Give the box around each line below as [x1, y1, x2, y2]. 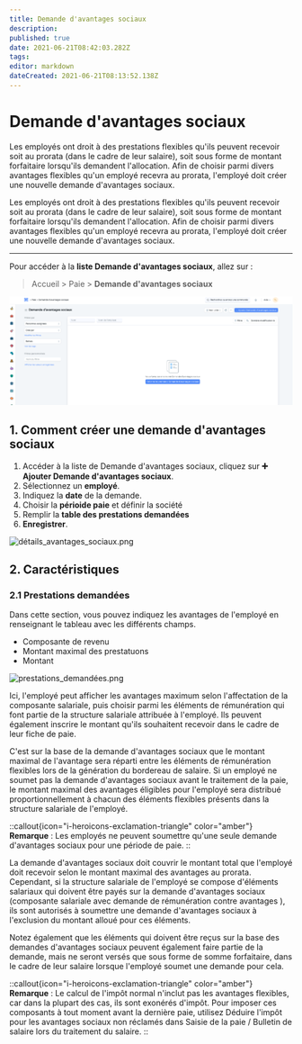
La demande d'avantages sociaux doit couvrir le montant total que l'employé [9, 858, 293, 868]
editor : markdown [9, 62, 75, 71]
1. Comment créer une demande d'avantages [9, 423, 267, 438]
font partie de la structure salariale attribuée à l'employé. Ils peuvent [9, 709, 262, 720]
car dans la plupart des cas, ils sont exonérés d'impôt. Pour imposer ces [9, 997, 277, 1008]
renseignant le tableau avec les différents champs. [9, 619, 196, 630]
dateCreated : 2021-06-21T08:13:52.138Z [9, 72, 159, 81]
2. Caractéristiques [9, 562, 120, 578]
